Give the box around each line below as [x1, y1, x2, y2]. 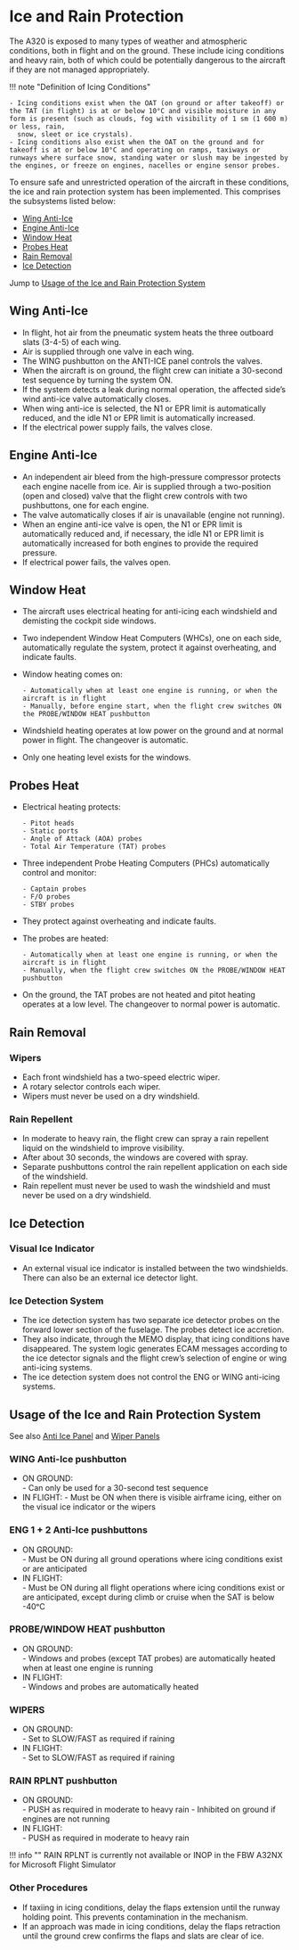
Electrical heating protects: [21, 802, 122, 812]
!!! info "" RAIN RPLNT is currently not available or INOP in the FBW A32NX [9, 1850, 283, 1861]
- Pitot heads [21, 819, 75, 828]
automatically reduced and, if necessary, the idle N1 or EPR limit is [21, 528, 264, 539]
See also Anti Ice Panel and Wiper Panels [9, 1430, 160, 1441]
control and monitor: [21, 868, 97, 878]
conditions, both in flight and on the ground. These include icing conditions [9, 45, 285, 55]
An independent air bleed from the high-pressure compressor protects [21, 471, 281, 482]
